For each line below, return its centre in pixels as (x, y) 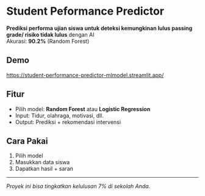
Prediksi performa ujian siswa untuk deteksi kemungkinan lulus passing (99, 28)
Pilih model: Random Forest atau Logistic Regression (83, 109)
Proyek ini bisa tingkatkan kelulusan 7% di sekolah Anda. (78, 186)
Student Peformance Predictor (85, 11)
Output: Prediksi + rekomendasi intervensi (68, 122)
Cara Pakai (27, 141)
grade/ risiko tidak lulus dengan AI (50, 34)
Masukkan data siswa (42, 162)
